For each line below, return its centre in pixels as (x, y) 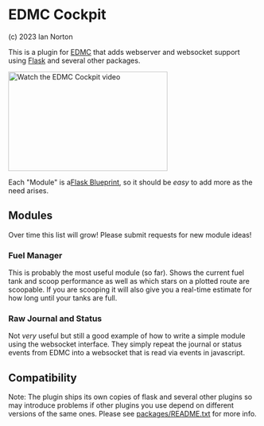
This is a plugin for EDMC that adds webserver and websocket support (124, 52)
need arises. (29, 190)
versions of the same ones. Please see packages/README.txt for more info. (132, 414)
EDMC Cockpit (57, 15)
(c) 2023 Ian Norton (41, 37)
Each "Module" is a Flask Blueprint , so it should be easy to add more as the (130, 182)
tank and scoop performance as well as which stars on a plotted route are (129, 281)
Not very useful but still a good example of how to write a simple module (127, 336)
